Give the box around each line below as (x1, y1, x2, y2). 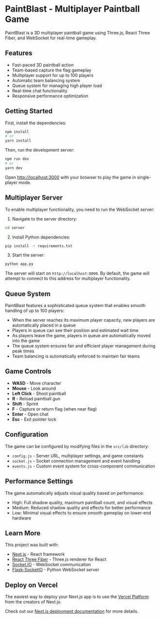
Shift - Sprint (12, 401, 39, 407)
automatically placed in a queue (12, 322, 76, 328)
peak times (12, 348, 34, 354)
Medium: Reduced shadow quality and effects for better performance (12, 504, 151, 511)
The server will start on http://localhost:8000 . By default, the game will (5, 271, 150, 276)
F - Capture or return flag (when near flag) (12, 406, 97, 412)
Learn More (5, 529, 41, 537)
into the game (12, 338, 40, 344)
